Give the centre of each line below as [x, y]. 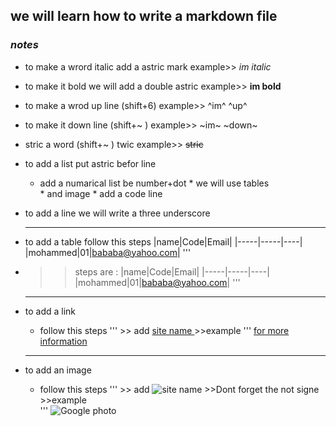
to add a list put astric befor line [90, 163]
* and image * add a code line [101, 193]
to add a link [50, 311]
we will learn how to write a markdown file [144, 16]
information [63, 341]
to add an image [58, 370]
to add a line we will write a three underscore [117, 213]
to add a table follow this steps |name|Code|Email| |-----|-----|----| [163, 241]
